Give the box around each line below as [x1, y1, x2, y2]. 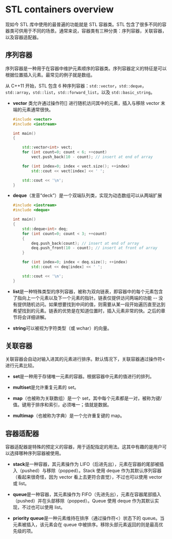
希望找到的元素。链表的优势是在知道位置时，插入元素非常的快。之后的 [12, 308, 161, 314]
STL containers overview [5, 4, 114, 15]
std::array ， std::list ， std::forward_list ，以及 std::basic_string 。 [5, 89, 155, 95]
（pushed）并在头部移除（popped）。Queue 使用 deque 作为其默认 [12, 498, 155, 504]
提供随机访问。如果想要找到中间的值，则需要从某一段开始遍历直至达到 [17, 301, 165, 307]
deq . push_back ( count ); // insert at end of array [31, 241, 139, 246]
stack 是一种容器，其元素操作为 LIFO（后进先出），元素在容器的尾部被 [12, 461, 160, 468]
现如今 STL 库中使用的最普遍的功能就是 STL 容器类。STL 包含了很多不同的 [5, 21, 162, 27]
